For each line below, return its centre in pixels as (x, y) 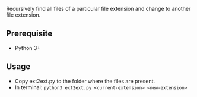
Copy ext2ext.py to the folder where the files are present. (85, 81)
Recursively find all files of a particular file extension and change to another (99, 9)
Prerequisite (29, 34)
